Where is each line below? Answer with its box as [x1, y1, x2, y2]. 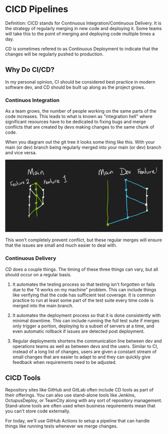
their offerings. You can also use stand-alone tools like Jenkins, [5, 392, 136, 398]
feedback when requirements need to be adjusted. [12, 359, 117, 365]
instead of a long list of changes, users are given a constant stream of [12, 348, 157, 354]
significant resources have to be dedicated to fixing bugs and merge [5, 119, 146, 125]
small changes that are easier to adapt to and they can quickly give [12, 354, 151, 360]
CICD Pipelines [5, 4, 68, 15]
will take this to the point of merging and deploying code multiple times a [5, 31, 155, 37]
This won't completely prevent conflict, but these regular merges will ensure [5, 237, 162, 243]
